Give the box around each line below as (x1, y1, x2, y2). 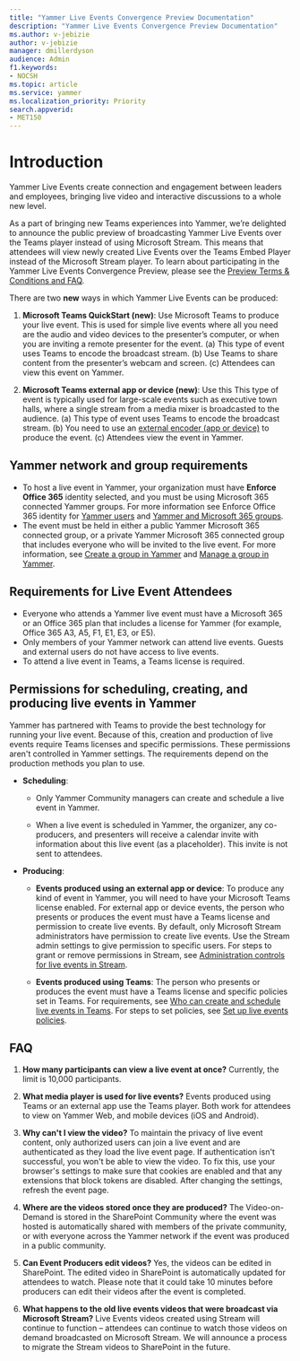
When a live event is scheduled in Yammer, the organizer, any (35, 819, 262, 830)
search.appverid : (9, 105, 74, 114)
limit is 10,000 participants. (21, 1074, 122, 1085)
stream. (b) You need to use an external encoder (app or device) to (21, 423, 270, 433)
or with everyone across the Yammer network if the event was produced (21, 1231, 289, 1242)
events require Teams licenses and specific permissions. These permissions (9, 738, 291, 749)
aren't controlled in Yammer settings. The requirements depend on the (9, 748, 269, 759)
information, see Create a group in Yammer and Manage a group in (21, 548, 270, 559)
